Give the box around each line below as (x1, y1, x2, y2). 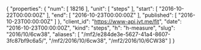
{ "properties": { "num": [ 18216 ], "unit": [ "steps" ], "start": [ (6, 5, 158, 12)
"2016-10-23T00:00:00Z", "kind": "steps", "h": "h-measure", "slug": (6, 24, 175, 31)
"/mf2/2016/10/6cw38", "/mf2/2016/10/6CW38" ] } (48, 37, 175, 44)
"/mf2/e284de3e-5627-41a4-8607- (81, 31, 171, 38)
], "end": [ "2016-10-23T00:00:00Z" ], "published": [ (46, 11, 177, 19)
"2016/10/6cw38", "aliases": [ (6, 31, 80, 38)
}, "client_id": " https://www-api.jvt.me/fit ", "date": (57, 18, 182, 25)
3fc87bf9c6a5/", (6, 37, 47, 44)
